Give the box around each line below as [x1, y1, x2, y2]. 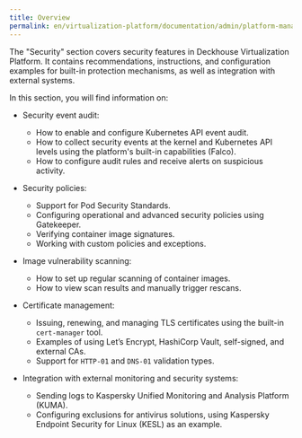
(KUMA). [35, 399, 68, 410]
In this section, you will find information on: [9, 92, 169, 103]
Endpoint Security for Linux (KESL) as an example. [35, 418, 223, 429]
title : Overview [9, 13, 70, 22]
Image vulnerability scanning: [22, 255, 132, 266]
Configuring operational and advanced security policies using [35, 209, 265, 220]
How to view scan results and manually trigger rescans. [35, 282, 242, 293]
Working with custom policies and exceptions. [35, 238, 207, 249]
